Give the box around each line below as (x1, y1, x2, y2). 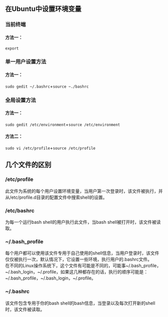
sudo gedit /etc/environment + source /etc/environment (5, 121, 120, 127)
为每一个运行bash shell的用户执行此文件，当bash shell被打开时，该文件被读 (5, 219, 161, 225)
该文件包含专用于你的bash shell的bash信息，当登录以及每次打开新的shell (5, 300, 155, 306)
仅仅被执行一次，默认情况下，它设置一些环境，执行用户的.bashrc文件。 (5, 256, 152, 262)
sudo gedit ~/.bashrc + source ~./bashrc (5, 83, 89, 89)
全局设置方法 (5, 97, 36, 104)
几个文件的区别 (5, 161, 51, 169)
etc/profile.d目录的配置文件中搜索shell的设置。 (11, 194, 107, 200)
